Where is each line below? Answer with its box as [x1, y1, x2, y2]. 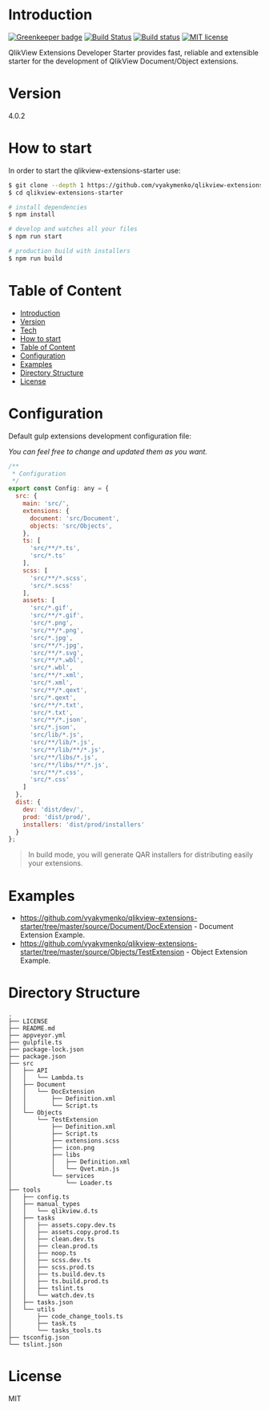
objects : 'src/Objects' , [29, 522, 113, 530]
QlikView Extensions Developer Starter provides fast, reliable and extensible [8, 47, 259, 57]
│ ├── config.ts [8, 1193, 70, 1201]
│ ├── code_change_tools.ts [8, 1313, 124, 1321]
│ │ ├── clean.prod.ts [8, 1242, 98, 1250]
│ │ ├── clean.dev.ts [8, 1235, 94, 1244]
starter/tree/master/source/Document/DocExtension [19, 922, 193, 931]
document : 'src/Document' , [29, 514, 120, 523]
